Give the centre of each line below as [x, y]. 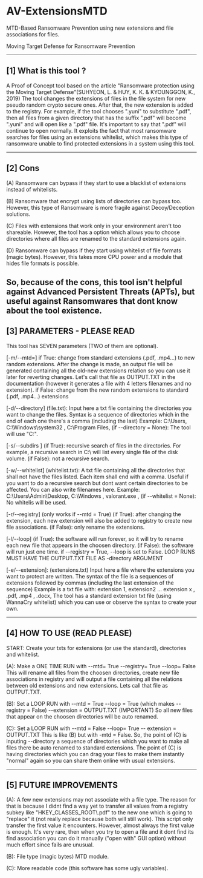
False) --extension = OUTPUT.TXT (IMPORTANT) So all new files [112, 710]
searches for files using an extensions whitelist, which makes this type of [97, 137]
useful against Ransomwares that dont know [92, 301]
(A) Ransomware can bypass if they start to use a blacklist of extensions [96, 183]
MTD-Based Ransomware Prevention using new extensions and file [90, 28]
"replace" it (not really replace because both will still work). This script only [100, 819]
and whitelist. [23, 654]
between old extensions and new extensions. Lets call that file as [87, 685]
